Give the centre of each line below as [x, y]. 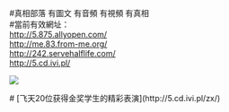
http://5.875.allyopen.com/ [58, 34]
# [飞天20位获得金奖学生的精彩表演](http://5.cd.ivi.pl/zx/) [115, 98]
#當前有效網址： [40, 24]
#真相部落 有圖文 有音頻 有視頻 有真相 [79, 13]
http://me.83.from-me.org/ [58, 44]
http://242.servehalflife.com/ [63, 53]
